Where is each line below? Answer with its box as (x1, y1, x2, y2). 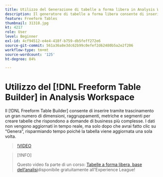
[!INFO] (16, 152, 32, 158)
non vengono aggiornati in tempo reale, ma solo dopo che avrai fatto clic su (5, 123, 156, 129)
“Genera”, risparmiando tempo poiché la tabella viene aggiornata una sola (5, 129, 153, 134)
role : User (5, 29, 27, 34)
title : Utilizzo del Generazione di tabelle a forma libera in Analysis (5, 7, 155, 12)
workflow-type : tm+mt (5, 47, 49, 52)
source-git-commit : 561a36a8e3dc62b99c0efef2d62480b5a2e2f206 (5, 43, 133, 48)
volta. (5, 133, 16, 139)
